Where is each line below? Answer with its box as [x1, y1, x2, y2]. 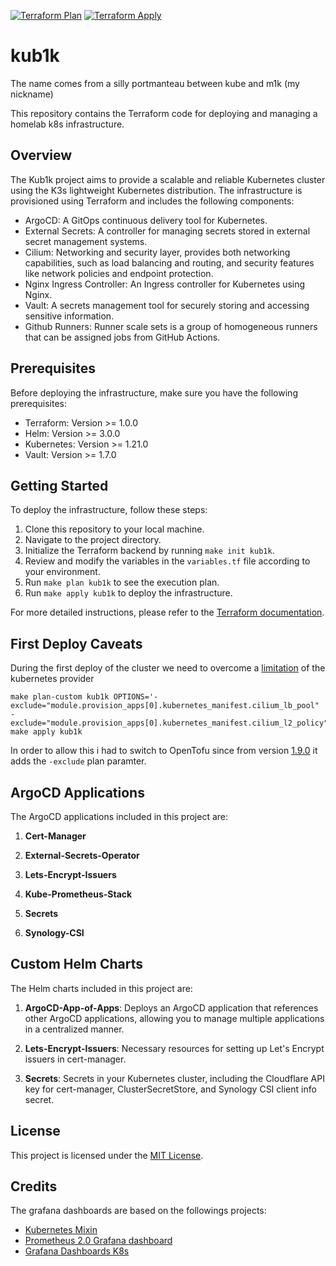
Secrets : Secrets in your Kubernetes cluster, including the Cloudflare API [24, 1072, 325, 1084]
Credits [10, 1178, 58, 1195]
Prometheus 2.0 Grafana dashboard [24, 1235, 173, 1247]
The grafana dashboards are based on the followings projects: [10, 1205, 267, 1217]
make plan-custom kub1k [10, 692, 110, 702]
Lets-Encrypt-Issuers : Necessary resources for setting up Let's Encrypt [24, 1042, 325, 1054]
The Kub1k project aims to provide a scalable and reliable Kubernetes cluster [10, 173, 326, 185]
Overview [10, 147, 73, 164]
